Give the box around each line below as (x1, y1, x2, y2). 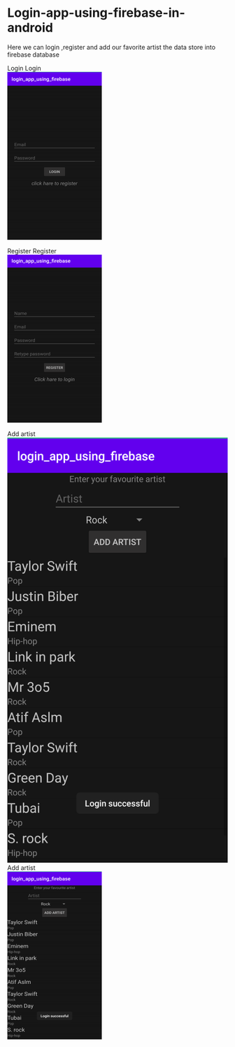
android (7, 20, 54, 36)
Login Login (7, 64, 42, 72)
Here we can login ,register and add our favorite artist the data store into (7, 43, 215, 51)
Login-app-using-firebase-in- (7, 5, 185, 21)
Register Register (7, 246, 57, 255)
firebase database (7, 50, 59, 59)
